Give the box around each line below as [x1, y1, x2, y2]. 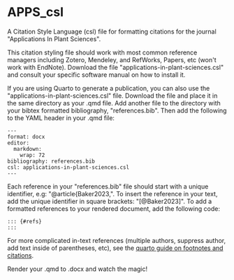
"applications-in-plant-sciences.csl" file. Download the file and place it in [7, 91, 218, 100]
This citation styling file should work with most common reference [7, 48, 198, 57]
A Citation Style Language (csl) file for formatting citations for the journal [7, 27, 217, 36]
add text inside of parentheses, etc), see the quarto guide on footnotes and [7, 244, 224, 252]
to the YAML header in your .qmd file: [7, 113, 115, 122]
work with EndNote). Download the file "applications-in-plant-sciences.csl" [7, 63, 224, 71]
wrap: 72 [20, 152, 45, 159]
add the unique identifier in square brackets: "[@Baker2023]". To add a [7, 197, 212, 205]
